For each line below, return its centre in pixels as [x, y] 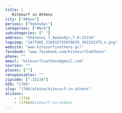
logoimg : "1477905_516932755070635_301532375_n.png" [62, 42]
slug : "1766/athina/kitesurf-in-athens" [48, 89]
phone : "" [16, 56]
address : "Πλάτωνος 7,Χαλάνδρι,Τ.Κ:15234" [50, 38]
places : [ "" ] [19, 70]
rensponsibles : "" [24, 75]
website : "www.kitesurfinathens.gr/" [45, 47]
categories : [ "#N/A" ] [28, 28]
